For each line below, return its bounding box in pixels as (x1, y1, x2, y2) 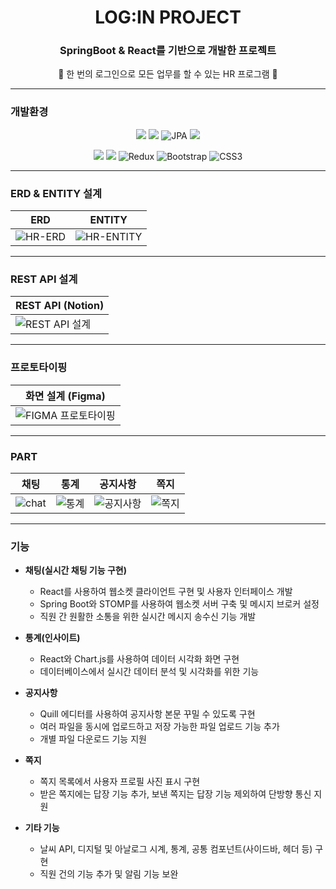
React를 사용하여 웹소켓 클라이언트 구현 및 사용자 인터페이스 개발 (39, 586, 293, 598)
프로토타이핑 (10, 361, 68, 375)
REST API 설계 (10, 272, 78, 286)
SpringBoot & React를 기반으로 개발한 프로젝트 (59, 44, 277, 58)
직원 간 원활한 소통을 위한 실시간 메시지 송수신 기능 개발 (39, 611, 257, 623)
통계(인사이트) (24, 632, 81, 644)
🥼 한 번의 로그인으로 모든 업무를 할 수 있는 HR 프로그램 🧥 (58, 68, 278, 80)
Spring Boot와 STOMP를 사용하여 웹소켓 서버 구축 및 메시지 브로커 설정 (39, 598, 320, 610)
